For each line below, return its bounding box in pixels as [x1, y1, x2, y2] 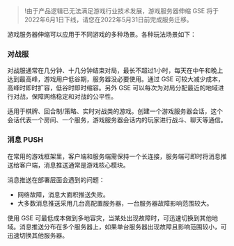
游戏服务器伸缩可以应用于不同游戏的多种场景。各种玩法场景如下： [7, 31, 196, 38]
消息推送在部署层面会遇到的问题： [7, 175, 105, 183]
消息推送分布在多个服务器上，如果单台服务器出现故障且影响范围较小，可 [19, 222, 227, 231]
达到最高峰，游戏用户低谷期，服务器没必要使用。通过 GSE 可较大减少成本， [7, 75, 224, 83]
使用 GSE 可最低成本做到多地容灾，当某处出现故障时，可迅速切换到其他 [7, 213, 212, 222]
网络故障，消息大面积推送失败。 [17, 190, 109, 199]
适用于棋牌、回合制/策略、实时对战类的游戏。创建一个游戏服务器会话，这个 [7, 107, 224, 115]
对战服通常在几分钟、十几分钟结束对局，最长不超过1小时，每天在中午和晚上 [7, 66, 224, 75]
